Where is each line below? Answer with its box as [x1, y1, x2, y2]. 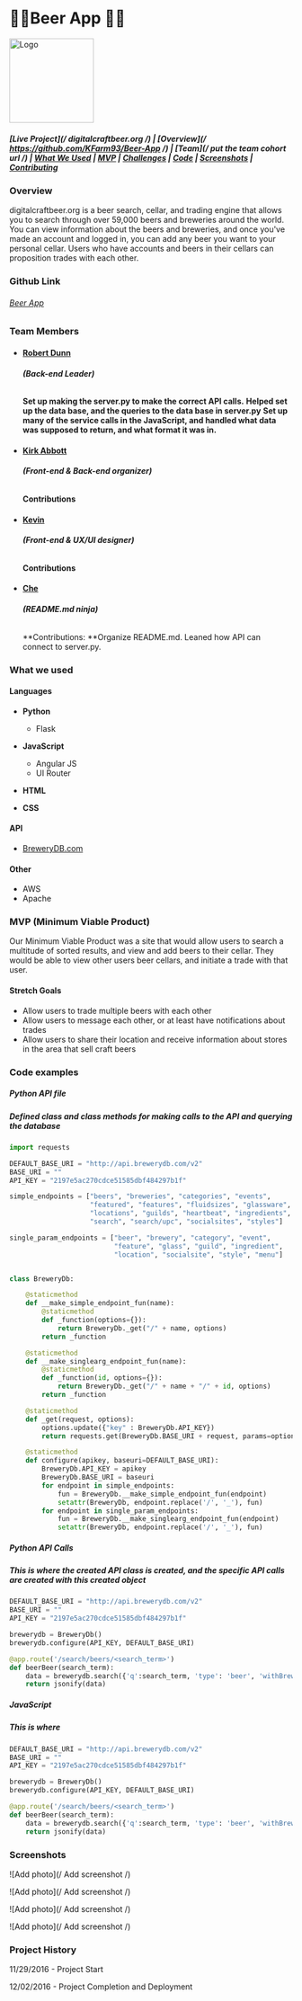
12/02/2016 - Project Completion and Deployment [9, 1981, 193, 1992]
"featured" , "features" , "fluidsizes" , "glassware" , [89, 1200, 292, 1210]
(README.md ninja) [22, 603, 99, 614]
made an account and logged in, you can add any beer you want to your [9, 234, 276, 245]
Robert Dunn [22, 348, 72, 358]
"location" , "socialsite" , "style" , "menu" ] [113, 1250, 283, 1259]
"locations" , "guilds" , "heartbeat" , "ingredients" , [89, 1209, 292, 1218]
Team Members [9, 325, 79, 338]
